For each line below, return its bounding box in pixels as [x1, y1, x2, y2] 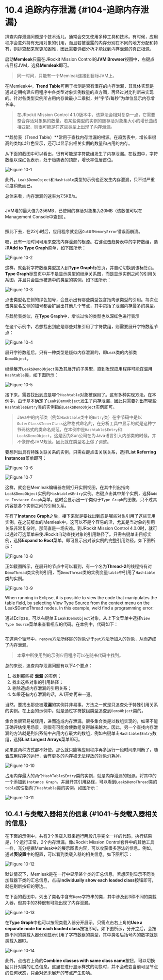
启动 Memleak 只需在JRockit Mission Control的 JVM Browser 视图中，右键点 [5, 56, 155, 62]
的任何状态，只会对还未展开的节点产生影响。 [5, 970, 95, 976]
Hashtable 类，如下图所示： [5, 372, 59, 378]
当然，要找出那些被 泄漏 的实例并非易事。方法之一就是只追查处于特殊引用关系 [5, 702, 158, 707]
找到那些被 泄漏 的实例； [12, 673, 62, 679]
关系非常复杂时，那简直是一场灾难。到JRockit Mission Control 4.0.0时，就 [5, 525, 153, 531]
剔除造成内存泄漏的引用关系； [12, 685, 72, 691]
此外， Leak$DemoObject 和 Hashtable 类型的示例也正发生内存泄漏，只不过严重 [5, 176, 155, 182]
